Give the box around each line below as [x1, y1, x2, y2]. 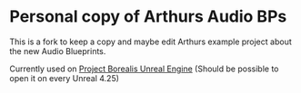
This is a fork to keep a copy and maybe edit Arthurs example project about [9, 36, 293, 47]
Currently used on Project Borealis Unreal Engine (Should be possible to [9, 63, 279, 74]
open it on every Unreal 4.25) [9, 72, 120, 83]
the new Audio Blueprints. [9, 45, 106, 56]
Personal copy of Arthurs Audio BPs [9, 6, 287, 27]
